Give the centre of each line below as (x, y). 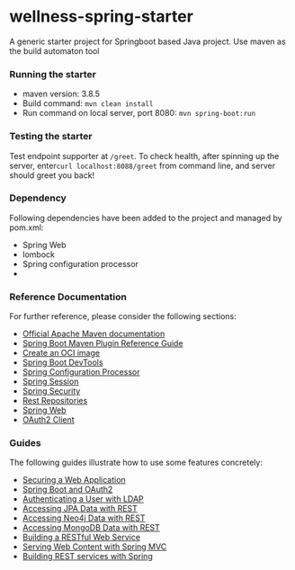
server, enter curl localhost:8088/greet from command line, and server (143, 165)
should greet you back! (52, 175)
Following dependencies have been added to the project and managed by (146, 218)
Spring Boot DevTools (63, 362)
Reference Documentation (68, 297)
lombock (39, 254)
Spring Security (51, 391)
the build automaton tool (54, 50)
